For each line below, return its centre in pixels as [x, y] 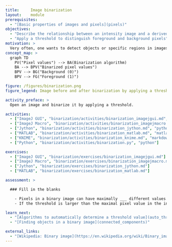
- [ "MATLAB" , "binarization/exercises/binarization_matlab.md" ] [80, 171]
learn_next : [18, 213]
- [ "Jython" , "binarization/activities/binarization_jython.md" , [81, 129]
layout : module [25, 15]
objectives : [18, 29]
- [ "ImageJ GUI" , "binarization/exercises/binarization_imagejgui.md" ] [88, 157]
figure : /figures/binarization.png [43, 86]
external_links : [23, 232]
